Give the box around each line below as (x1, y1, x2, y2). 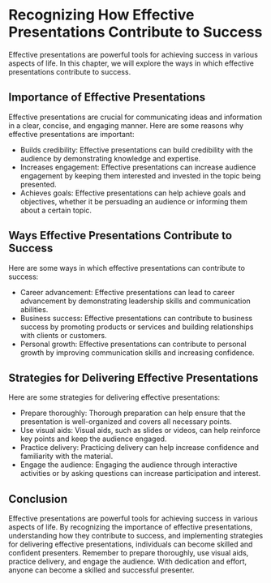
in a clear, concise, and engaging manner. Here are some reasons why (8, 120, 244, 131)
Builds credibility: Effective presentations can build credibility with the (19, 144, 253, 155)
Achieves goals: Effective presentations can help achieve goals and (19, 188, 246, 198)
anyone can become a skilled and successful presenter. (8, 565, 195, 575)
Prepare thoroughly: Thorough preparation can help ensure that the (19, 408, 246, 418)
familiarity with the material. (19, 452, 114, 461)
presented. (19, 179, 57, 189)
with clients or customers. (19, 330, 107, 340)
